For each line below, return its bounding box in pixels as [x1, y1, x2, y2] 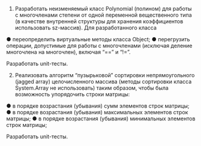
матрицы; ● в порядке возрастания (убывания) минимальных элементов [6, 115, 196, 122]
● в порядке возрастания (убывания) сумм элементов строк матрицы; [6, 102, 190, 109]
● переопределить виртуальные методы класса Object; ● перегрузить [6, 36, 190, 42]
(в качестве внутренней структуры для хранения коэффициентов [14, 18, 184, 25]
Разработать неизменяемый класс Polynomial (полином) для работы [14, 5, 192, 12]
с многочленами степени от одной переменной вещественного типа [14, 11, 192, 19]
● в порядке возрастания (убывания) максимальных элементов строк [6, 109, 188, 115]
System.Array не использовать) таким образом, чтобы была [14, 84, 169, 92]
